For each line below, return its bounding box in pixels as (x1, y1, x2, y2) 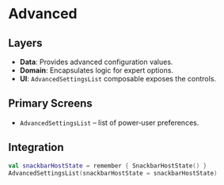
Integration (8, 141, 65, 154)
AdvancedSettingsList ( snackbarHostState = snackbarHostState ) (8, 169, 218, 177)
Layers (8, 36, 43, 50)
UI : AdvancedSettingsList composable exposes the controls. (19, 74, 216, 83)
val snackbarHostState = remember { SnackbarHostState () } (8, 161, 207, 170)
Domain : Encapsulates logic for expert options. (19, 66, 174, 75)
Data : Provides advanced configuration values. (19, 57, 173, 66)
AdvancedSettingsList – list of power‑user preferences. (19, 118, 199, 127)
